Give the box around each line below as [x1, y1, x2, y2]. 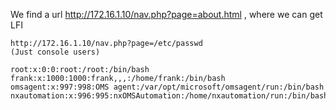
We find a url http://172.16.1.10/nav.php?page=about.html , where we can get [10, 9, 323, 20]
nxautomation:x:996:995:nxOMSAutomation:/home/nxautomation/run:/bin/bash [10, 91, 329, 101]
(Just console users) [10, 47, 101, 57]
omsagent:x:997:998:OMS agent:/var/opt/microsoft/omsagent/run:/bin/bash [10, 82, 325, 92]
